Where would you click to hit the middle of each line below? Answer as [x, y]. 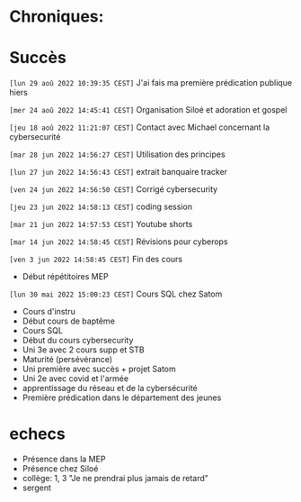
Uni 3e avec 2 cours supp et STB [84, 350]
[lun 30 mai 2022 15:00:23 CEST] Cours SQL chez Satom [116, 294]
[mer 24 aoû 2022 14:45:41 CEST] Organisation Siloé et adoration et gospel [148, 110]
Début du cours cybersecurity [78, 341]
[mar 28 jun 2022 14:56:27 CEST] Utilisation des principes [118, 154]
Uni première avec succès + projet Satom [99, 369]
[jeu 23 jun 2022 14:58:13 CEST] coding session [101, 207]
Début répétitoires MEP [66, 277]
